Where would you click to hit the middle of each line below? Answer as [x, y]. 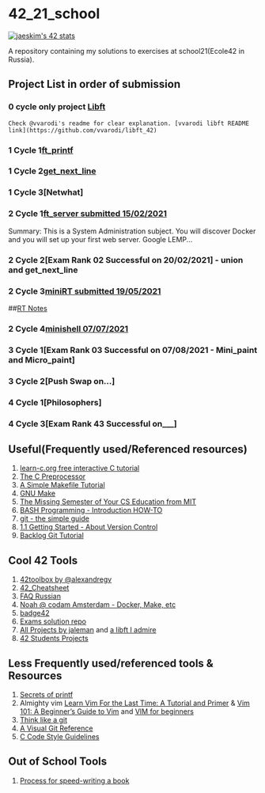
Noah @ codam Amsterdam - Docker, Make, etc [98, 605]
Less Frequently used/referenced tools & [111, 663]
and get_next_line [43, 270]
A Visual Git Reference [56, 728]
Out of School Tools [58, 762]
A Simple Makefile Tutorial [62, 485]
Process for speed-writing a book [74, 780]
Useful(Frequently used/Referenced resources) [128, 449]
